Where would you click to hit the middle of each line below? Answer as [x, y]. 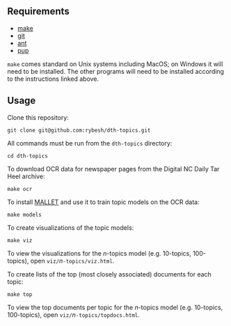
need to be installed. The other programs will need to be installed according [116, 71]
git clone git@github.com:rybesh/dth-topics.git [79, 130]
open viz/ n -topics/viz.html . [72, 261]
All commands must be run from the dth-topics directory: [90, 143]
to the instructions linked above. [53, 79]
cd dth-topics [28, 156]
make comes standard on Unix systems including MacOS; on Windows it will [115, 64]
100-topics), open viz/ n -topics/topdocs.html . [74, 315]
